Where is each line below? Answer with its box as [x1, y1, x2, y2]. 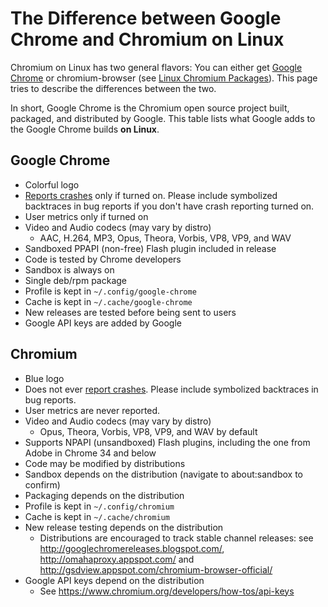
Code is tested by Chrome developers [24, 253, 182, 265]
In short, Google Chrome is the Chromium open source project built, [10, 102, 290, 114]
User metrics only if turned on [24, 210, 149, 222]
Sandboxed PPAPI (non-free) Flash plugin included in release [24, 242, 277, 254]
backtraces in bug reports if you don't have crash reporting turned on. [24, 200, 315, 212]
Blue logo [24, 372, 65, 384]
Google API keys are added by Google [24, 317, 183, 329]
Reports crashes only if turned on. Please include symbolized [24, 189, 278, 201]
